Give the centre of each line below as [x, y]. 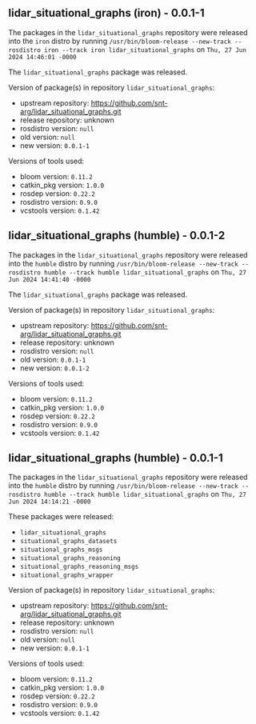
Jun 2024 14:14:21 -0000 [50, 502]
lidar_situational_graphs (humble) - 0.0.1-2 [117, 236]
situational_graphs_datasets [68, 542]
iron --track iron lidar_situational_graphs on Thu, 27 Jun [145, 49]
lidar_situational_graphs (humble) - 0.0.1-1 [116, 458]
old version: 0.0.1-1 [53, 359]
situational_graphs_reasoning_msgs [79, 567]
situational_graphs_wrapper [66, 575]
